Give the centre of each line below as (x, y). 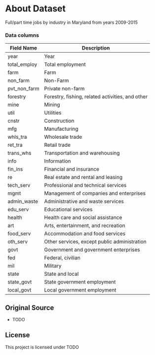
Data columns (22, 35)
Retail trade (57, 145)
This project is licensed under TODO (42, 347)
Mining (52, 105)
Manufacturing (61, 129)
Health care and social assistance (83, 218)
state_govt (20, 282)
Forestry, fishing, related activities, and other (96, 97)
